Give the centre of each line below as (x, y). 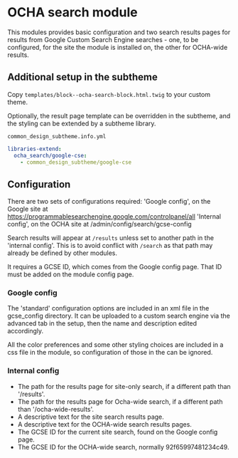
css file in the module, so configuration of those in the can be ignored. (110, 353)
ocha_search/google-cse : (50, 155)
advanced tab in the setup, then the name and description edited (102, 323)
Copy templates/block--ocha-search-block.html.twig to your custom (109, 94)
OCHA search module (72, 12)
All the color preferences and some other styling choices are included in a (115, 345)
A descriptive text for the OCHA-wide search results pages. (104, 424)
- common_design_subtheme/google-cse (76, 162)
